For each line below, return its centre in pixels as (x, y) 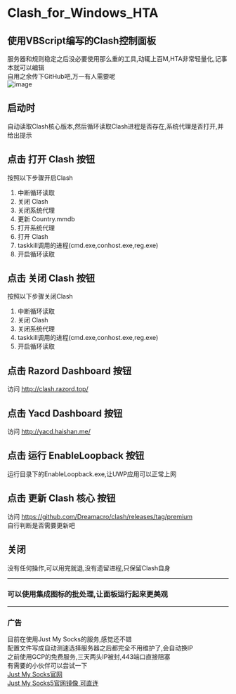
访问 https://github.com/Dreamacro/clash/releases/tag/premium (100, 516)
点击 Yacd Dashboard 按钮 (65, 413)
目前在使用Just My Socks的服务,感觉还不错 (70, 639)
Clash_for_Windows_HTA (83, 13)
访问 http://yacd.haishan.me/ (49, 432)
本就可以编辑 (26, 67)
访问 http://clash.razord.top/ (48, 389)
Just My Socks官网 (35, 674)
